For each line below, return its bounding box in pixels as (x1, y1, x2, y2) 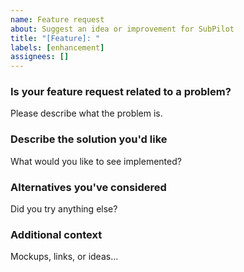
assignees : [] (10, 52, 70, 62)
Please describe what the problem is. (10, 107, 163, 120)
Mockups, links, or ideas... (10, 251, 119, 263)
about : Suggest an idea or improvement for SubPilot (10, 24, 235, 34)
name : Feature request (10, 14, 105, 25)
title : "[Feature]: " (10, 33, 101, 43)
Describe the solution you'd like (10, 132, 168, 146)
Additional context (10, 227, 103, 241)
